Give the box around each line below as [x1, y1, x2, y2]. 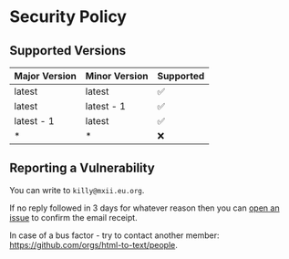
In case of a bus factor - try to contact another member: [9, 230, 221, 241]
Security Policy [9, 6, 128, 27]
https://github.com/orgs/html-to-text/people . [9, 239, 178, 250]
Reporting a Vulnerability [9, 161, 155, 176]
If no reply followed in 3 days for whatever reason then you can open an [9, 202, 280, 213]
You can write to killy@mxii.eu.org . [9, 184, 145, 195]
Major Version [14, 70, 77, 82]
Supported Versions [9, 43, 126, 58]
